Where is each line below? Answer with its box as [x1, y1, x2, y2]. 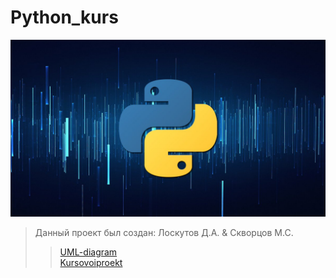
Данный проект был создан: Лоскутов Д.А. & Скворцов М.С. [34, 227, 294, 239]
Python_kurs [10, 6, 119, 29]
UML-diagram [59, 246, 118, 258]
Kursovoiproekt [59, 257, 123, 269]
